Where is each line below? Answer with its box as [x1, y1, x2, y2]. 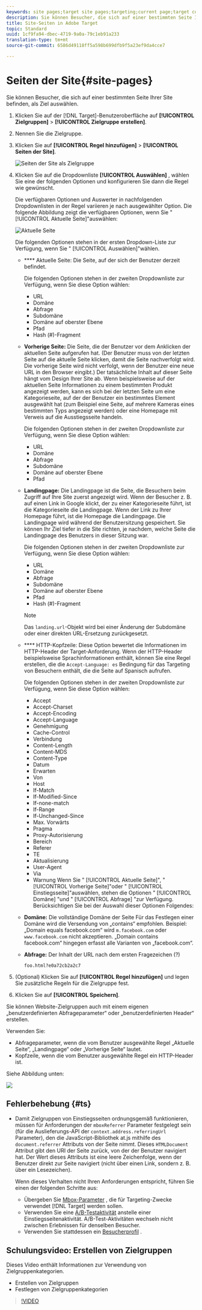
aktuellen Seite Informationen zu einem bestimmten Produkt [23, 381, 173, 388]
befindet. [23, 263, 47, 270]
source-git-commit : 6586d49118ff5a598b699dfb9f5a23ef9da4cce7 [6, 43, 165, 49]
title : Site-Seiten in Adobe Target [6, 20, 98, 26]
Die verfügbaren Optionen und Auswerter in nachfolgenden [14, 195, 162, 203]
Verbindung [32, 735, 62, 742]
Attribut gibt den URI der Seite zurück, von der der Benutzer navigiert [14, 1147, 186, 1154]
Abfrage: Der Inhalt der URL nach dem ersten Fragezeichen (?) [23, 951, 180, 958]
